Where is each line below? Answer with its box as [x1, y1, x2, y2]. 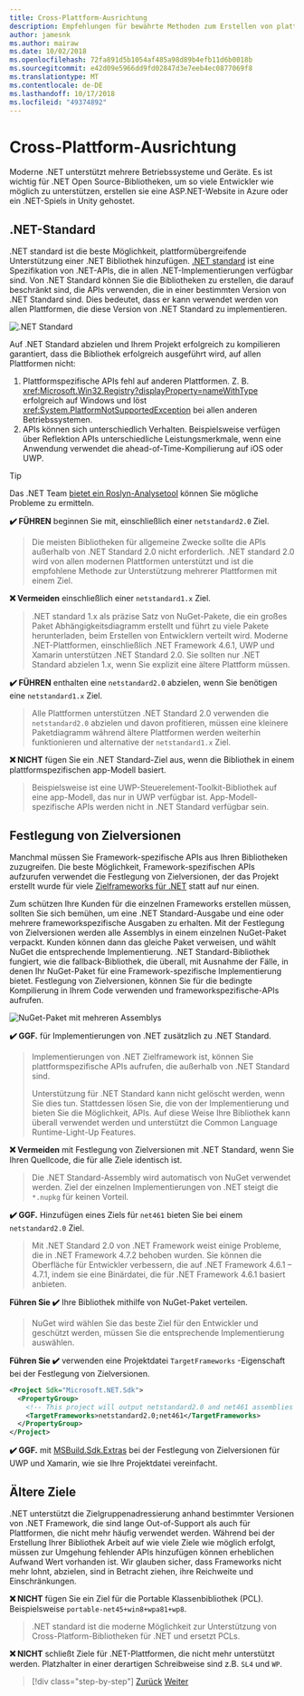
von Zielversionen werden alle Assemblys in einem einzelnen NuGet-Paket [9, 927, 287, 938]
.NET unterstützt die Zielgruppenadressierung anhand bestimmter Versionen [9, 1508, 295, 1519]
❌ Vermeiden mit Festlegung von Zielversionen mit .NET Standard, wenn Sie [9, 1144, 294, 1155]
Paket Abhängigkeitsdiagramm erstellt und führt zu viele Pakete [31, 620, 270, 631]
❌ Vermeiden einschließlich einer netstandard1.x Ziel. [9, 593, 211, 604]
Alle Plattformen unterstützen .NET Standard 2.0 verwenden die [31, 708, 270, 719]
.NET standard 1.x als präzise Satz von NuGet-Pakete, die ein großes [31, 611, 288, 622]
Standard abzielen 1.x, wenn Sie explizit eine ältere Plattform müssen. [31, 659, 290, 670]
